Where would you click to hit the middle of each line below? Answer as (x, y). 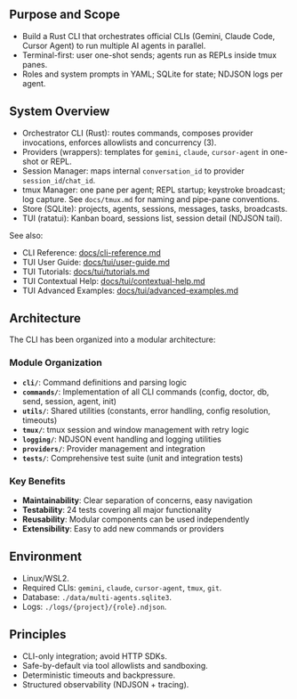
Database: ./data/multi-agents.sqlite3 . (96, 597)
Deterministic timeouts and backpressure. (99, 675)
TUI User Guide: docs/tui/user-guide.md (96, 262)
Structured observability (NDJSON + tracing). (105, 684)
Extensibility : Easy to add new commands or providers (123, 529)
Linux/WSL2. (45, 578)
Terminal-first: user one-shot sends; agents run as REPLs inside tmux (149, 55)
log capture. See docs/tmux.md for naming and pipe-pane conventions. (151, 199)
